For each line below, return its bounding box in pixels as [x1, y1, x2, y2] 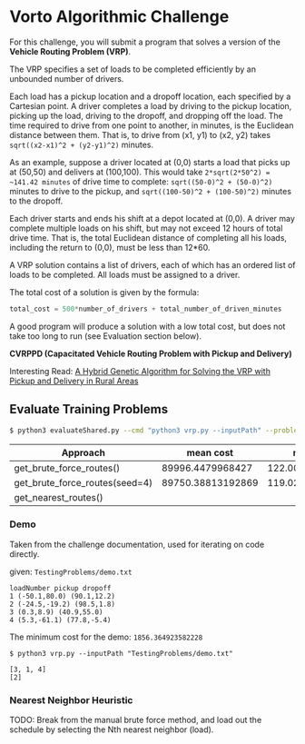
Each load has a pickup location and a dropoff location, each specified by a [9, 91, 291, 102]
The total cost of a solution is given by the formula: [9, 286, 200, 297]
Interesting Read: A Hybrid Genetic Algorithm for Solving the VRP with [9, 365, 271, 376]
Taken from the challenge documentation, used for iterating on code [9, 539, 265, 550]
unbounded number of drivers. [9, 73, 124, 84]
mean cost [186, 446, 234, 459]
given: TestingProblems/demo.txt [9, 566, 133, 577]
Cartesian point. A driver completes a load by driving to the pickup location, [9, 100, 292, 111]
